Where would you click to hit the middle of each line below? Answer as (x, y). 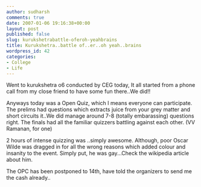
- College (19, 62)
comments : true (25, 17)
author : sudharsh (28, 12)
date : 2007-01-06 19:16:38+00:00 (48, 23)
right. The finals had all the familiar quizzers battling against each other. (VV (101, 122)
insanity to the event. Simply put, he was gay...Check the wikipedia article (97, 153)
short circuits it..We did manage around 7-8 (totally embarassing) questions (100, 116)
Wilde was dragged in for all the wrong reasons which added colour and (96, 147)
